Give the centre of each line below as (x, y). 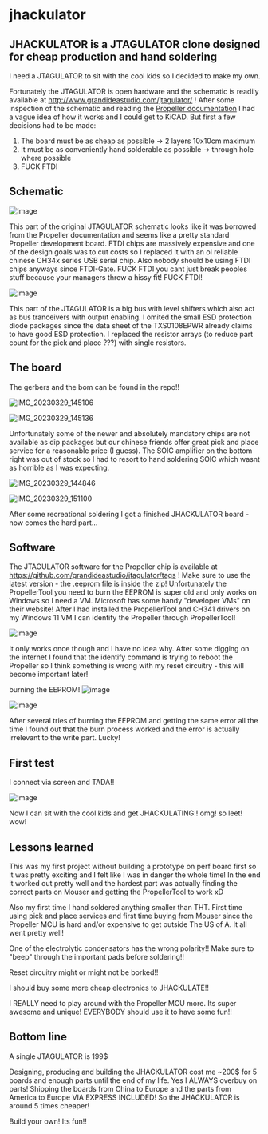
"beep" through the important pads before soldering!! (97, 957)
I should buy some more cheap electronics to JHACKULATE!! (109, 988)
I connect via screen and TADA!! (62, 783)
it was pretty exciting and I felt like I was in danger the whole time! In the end (135, 875)
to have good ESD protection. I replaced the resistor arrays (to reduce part (131, 334)
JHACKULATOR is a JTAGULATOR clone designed (135, 44)
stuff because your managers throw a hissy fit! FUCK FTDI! (106, 277)
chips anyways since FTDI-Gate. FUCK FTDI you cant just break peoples (128, 269)
